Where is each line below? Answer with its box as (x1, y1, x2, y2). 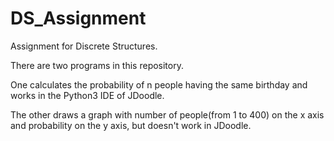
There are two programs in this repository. (10, 59, 184, 71)
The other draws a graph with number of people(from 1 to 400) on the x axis (10, 108, 325, 121)
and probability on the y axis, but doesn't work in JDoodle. (10, 119, 252, 131)
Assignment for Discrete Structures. (10, 40, 158, 52)
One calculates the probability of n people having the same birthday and (10, 78, 308, 91)
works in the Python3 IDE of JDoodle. (10, 89, 165, 101)
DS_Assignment (10, 7, 147, 30)
